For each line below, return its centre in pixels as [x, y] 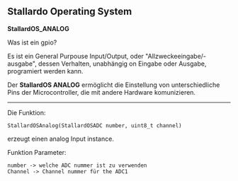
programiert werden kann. [45, 71]
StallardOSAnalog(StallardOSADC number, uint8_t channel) [95, 125]
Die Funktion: [27, 112]
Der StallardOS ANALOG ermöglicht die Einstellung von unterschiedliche [114, 85]
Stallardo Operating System [70, 12]
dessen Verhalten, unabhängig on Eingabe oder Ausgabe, [122, 64]
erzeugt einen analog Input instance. [61, 139]
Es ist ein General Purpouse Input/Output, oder [75, 56]
